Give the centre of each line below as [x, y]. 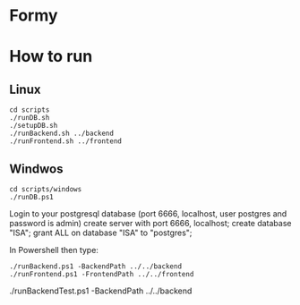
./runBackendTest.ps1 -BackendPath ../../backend [101, 291]
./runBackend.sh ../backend [62, 134]
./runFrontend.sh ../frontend [66, 141]
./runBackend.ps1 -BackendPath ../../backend [95, 267]
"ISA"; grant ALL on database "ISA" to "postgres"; [101, 233]
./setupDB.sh [34, 126]
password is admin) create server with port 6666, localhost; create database [150, 223]
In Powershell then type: [54, 250]
